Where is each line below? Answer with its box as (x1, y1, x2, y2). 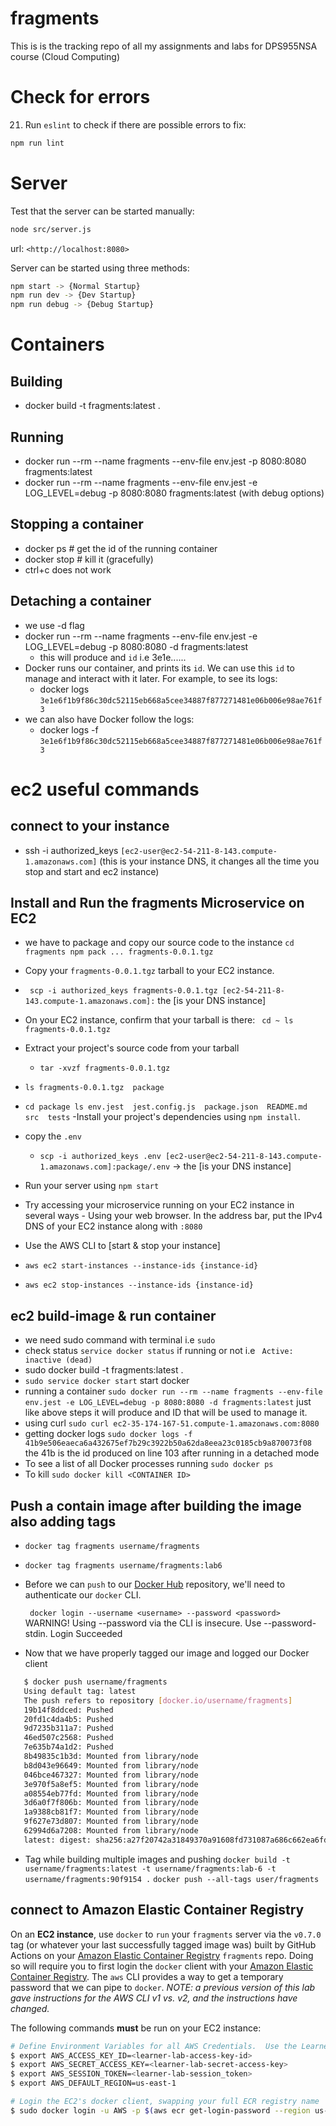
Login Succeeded (49, 1628, 123, 1640)
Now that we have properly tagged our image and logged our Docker (24, 1647, 310, 1659)
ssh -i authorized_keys (24, 844, 119, 856)
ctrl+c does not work (24, 563, 112, 576)
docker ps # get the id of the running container (24, 542, 218, 554)
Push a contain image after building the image (10, 1497, 302, 1514)
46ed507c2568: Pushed (23, 1733, 114, 1743)
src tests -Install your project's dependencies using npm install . (24, 1111, 301, 1123)
